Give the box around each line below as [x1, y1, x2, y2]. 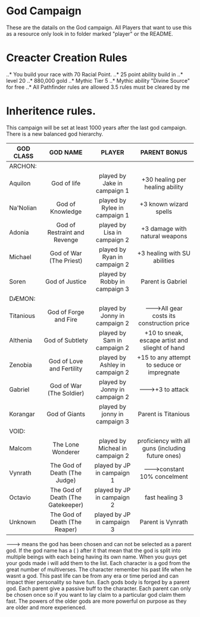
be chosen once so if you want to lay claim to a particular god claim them [6, 591, 186, 598]
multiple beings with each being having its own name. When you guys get [6, 553, 187, 560]
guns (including [142, 444, 186, 452]
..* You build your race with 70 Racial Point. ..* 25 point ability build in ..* [6, 70, 183, 78]
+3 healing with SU [137, 249, 190, 257]
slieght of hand [142, 344, 185, 352]
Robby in [100, 277, 125, 285]
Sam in [103, 336, 123, 344]
